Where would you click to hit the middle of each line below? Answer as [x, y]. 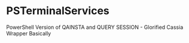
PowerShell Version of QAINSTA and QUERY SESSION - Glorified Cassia [95, 27]
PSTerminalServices [58, 11]
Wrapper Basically [29, 33]
